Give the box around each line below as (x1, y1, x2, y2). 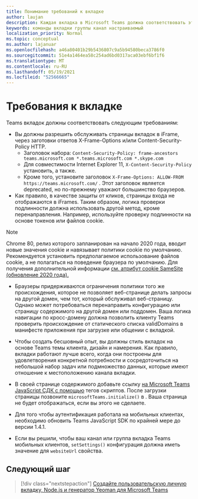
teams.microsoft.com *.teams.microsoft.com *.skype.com (23, 156, 164, 162)
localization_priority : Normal (6, 31, 83, 37)
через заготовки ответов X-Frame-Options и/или (14, 137, 137, 144)
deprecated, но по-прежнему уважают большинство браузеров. (23, 186, 186, 193)
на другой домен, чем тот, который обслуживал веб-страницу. (14, 295, 174, 302)
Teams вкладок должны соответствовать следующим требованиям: (6, 119, 179, 127)
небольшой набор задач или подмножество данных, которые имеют (14, 363, 189, 370)
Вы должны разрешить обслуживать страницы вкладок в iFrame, (14, 131, 180, 138)
